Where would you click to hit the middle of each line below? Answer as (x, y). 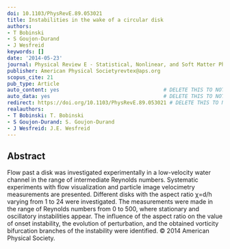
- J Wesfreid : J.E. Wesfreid (49, 128)
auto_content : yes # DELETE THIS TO (110, 90)
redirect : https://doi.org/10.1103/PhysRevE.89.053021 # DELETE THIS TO (113, 103)
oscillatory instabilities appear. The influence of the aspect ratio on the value (115, 216)
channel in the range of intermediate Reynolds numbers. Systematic (103, 180)
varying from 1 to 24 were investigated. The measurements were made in (110, 202)
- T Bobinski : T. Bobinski (46, 115)
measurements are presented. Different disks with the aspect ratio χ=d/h (110, 194)
